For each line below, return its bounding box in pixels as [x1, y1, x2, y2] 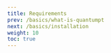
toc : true [7, 36, 36, 43]
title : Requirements [7, 10, 68, 17]
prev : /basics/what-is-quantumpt [7, 17, 105, 23]
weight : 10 [7, 29, 39, 36]
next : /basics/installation [7, 23, 89, 30]
